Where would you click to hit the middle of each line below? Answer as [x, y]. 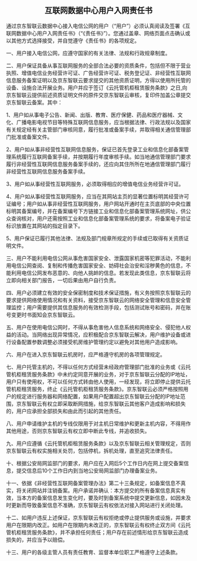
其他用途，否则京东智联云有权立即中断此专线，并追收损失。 [78, 430]
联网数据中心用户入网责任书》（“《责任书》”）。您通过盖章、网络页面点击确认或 [98, 33]
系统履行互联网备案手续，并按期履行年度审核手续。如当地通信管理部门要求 [101, 156]
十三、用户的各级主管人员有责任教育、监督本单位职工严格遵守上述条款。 [93, 552]
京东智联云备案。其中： [34, 102]
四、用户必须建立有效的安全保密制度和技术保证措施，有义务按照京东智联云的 [98, 292]
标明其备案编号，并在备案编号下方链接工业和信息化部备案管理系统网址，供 [96, 211]
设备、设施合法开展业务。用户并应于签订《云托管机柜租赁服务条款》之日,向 [97, 88]
